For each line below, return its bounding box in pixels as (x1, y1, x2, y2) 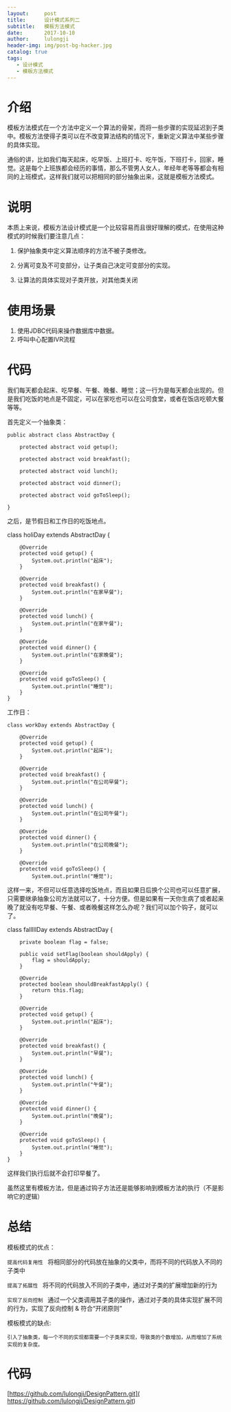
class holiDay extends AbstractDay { (7, 531, 110, 539)
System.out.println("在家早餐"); (32, 589, 124, 596)
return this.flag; (32, 987, 85, 994)
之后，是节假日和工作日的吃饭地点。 (7, 517, 110, 526)
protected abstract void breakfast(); (19, 456, 131, 463)
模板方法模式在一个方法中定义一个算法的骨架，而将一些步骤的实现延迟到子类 (7, 123, 224, 132)
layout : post (7, 10, 57, 17)
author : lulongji (7, 36, 69, 43)
